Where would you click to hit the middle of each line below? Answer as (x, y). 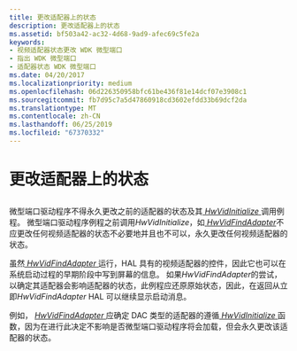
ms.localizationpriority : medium (71, 83)
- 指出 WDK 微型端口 (43, 58)
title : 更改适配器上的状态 (53, 17)
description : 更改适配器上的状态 (65, 26)
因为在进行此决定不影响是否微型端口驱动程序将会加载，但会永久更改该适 (156, 327)
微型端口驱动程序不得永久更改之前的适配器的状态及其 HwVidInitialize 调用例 (147, 211)
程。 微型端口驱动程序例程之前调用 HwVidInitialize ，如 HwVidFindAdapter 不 (147, 222)
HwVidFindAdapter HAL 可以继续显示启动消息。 (104, 297)
